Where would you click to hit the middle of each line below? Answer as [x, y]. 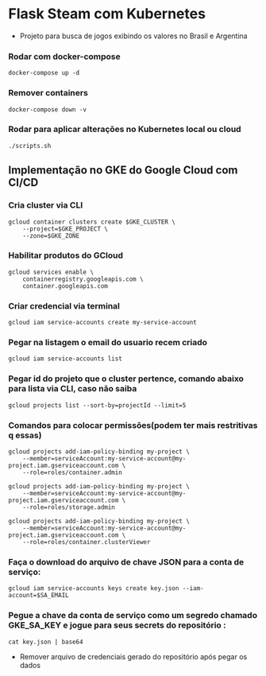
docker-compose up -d [44, 73]
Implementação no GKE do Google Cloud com [123, 171]
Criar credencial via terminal [64, 305]
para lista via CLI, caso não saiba [73, 389]
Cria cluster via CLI [46, 205]
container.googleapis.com [66, 286]
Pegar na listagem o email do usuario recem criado [108, 343]
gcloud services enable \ [51, 272]
